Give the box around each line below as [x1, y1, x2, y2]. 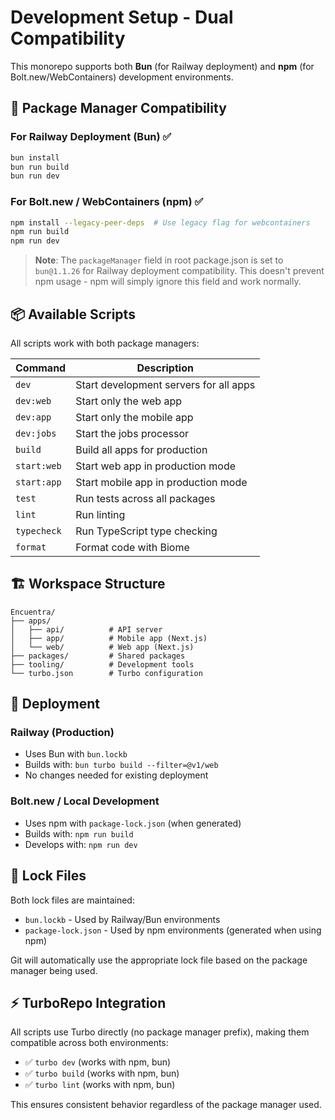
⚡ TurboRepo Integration [10, 994, 167, 1011]
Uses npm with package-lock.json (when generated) [24, 817, 242, 829]
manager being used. [10, 964, 98, 976]
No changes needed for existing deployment [24, 769, 209, 781]
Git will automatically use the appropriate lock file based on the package [10, 954, 308, 966]
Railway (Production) [10, 726, 115, 740]
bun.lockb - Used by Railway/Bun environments [24, 913, 221, 925]
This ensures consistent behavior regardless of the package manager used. [10, 1099, 322, 1111]
